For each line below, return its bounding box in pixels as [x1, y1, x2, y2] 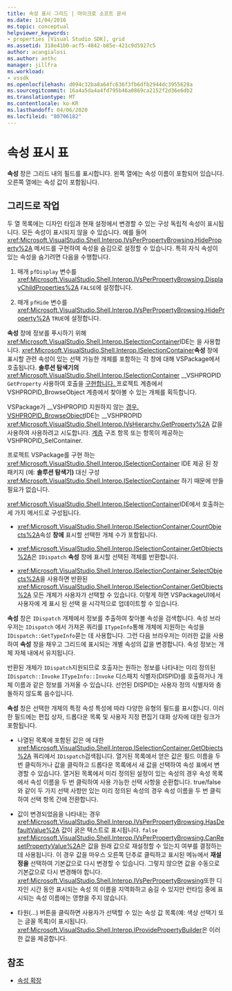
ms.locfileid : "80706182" [7, 113, 81, 120]
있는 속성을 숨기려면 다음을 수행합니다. [7, 253, 110, 261]
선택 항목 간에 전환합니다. [30, 795, 99, 804]
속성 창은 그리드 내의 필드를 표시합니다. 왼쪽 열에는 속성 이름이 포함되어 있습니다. [7, 169, 224, 177]
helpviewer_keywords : [7, 29, 70, 37]
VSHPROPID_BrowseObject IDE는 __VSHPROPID [7, 411, 142, 420]
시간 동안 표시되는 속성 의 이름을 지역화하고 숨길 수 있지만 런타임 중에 [30, 885, 216, 893]
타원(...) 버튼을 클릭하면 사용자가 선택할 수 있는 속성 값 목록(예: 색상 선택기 [17, 909, 217, 917]
